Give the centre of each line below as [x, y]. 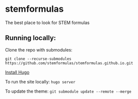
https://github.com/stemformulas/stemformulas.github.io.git [69, 63]
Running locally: [31, 38]
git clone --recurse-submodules [38, 59]
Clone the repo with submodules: [39, 49]
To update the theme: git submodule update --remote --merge [68, 91]
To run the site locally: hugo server [40, 81]
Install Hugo [17, 72]
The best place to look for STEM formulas [47, 23]
